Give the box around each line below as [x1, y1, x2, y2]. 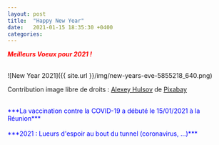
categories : [7, 30, 43, 38]
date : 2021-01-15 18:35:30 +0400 [7, 24, 113, 31]
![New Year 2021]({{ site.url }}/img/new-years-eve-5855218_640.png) [7, 71, 213, 80]
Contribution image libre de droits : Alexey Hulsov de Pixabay [7, 85, 188, 94]
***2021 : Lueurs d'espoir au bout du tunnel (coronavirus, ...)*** [7, 129, 198, 138]
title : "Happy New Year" [7, 17, 84, 24]
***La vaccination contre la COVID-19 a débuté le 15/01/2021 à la [7, 106, 200, 115]
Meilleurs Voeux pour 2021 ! [7, 50, 93, 59]
